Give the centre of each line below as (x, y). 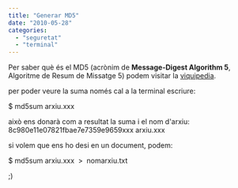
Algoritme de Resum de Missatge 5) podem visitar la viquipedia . (112, 76)
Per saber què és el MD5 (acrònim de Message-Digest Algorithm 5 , (119, 67)
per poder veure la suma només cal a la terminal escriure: (102, 91)
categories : (28, 30)
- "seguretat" (38, 38)
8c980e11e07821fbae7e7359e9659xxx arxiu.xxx (87, 130)
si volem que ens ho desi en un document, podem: (91, 145)
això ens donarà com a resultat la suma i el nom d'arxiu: (99, 122)
